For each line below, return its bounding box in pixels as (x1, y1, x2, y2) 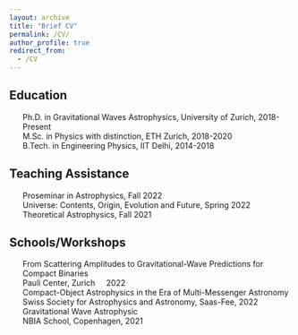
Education (9, 88, 68, 103)
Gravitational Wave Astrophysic (21, 306, 139, 317)
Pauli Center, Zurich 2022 (21, 278, 126, 288)
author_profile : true (9, 38, 90, 47)
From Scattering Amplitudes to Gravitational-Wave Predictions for (21, 259, 264, 270)
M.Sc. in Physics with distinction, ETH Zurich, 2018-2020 (21, 131, 233, 142)
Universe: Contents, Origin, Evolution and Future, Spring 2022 (21, 199, 251, 210)
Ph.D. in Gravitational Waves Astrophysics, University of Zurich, (21, 111, 257, 122)
